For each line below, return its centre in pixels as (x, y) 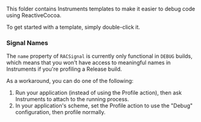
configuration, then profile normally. (60, 112)
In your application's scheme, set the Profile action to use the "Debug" (104, 106)
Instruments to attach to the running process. (72, 99)
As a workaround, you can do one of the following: (70, 81)
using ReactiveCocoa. (34, 15)
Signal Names (27, 43)
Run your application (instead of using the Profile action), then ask (98, 93)
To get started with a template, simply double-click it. (73, 27)
